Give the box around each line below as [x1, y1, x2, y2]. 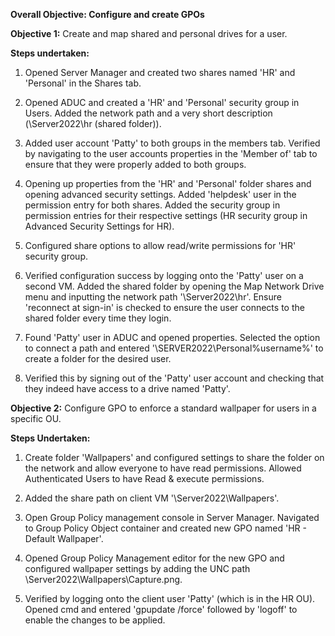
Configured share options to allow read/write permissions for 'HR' [24, 240, 297, 251]
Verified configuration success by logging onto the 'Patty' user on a [24, 270, 304, 281]
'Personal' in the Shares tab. [24, 77, 142, 89]
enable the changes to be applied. [24, 614, 166, 626]
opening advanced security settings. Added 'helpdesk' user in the [24, 189, 297, 200]
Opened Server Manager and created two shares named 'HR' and [24, 67, 296, 78]
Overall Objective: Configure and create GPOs [10, 9, 205, 20]
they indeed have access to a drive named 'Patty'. [24, 383, 231, 394]
